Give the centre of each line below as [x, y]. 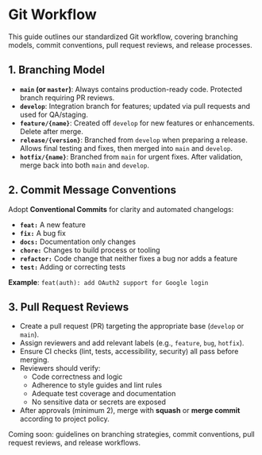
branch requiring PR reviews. [67, 98]
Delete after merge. [51, 131]
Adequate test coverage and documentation [104, 394]
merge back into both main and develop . [84, 165]
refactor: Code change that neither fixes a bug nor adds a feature [129, 258]
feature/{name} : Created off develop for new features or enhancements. [137, 123]
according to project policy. [64, 419]
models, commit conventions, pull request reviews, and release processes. [130, 44]
